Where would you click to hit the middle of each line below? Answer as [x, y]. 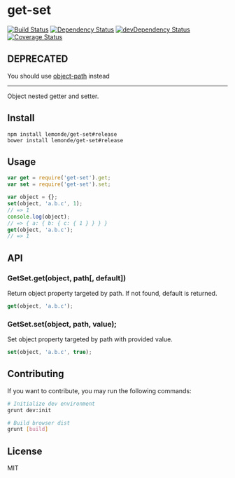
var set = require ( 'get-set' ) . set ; [59, 184]
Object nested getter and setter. [53, 96]
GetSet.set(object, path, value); [62, 324]
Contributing [36, 374]
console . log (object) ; [39, 217]
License [25, 451]
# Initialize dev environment [51, 404]
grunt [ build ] [28, 430]
